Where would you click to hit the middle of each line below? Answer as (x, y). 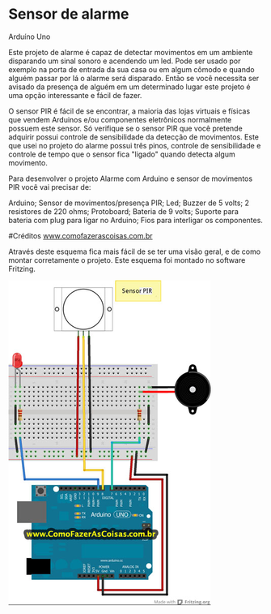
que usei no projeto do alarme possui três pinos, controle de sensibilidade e (135, 145)
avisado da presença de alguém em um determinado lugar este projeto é (129, 87)
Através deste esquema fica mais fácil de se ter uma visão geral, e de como (135, 251)
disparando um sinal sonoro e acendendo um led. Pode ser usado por (125, 61)
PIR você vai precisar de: (50, 187)
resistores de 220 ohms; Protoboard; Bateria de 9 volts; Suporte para (123, 211)
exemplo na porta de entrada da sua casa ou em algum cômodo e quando (131, 69)
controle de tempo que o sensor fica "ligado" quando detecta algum (122, 154)
